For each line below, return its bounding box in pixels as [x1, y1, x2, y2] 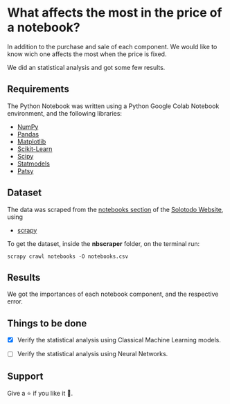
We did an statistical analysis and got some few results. [7, 63, 166, 71]
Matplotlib [17, 137, 46, 146]
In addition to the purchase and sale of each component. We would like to [7, 42, 218, 51]
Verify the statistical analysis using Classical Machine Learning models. [17, 336, 222, 344]
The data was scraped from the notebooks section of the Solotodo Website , [7, 205, 224, 213]
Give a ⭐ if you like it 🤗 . [7, 389, 73, 398]
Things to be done [7, 317, 87, 329]
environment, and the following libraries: [7, 109, 123, 117]
